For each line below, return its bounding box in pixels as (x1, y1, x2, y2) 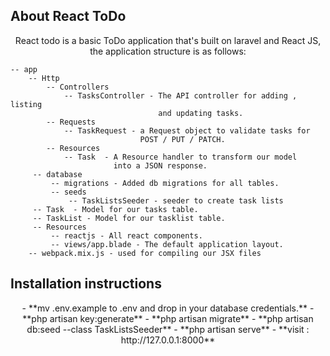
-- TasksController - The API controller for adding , (63, 90, 298, 101)
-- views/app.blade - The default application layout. (50, 239, 284, 249)
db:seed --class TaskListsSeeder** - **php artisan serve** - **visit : (26, 323, 310, 335)
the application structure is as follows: (89, 45, 247, 57)
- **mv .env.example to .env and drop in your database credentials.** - (21, 302, 315, 314)
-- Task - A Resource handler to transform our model (63, 152, 298, 162)
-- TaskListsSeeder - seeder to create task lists (68, 195, 284, 206)
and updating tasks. (158, 108, 244, 118)
